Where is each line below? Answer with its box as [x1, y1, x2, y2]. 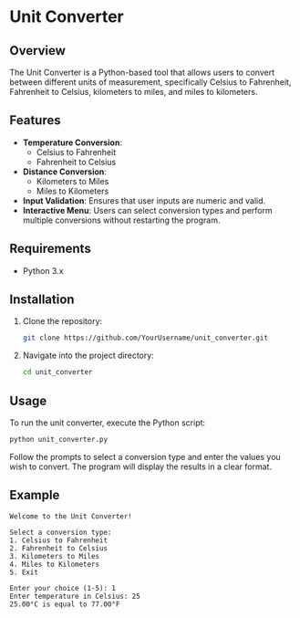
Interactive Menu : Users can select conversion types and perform [22, 204, 273, 215]
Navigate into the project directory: [22, 350, 155, 361]
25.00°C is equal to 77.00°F [9, 600, 120, 609]
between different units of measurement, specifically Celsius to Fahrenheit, [9, 77, 292, 88]
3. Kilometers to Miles [9, 551, 100, 560]
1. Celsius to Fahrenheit [9, 536, 108, 545]
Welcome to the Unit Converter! [9, 511, 132, 521]
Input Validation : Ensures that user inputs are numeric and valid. [22, 194, 266, 206]
